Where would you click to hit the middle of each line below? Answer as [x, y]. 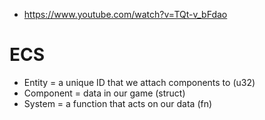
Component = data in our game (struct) [104, 93]
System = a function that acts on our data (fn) [118, 103]
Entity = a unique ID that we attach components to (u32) [139, 82]
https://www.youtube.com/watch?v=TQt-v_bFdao [125, 14]
